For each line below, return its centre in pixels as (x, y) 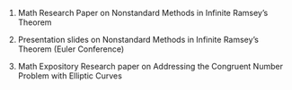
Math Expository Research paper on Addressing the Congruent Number (150, 66)
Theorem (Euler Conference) (71, 49)
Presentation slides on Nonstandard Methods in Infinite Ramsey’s (138, 40)
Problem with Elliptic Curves (70, 76)
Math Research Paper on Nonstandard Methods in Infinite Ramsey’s (143, 13)
